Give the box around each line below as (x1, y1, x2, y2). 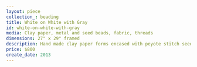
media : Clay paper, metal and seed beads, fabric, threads (6, 30, 154, 36)
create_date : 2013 (6, 52, 51, 58)
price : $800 (6, 47, 35, 52)
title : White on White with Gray (6, 19, 88, 25)
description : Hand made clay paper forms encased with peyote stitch (6, 41, 180, 47)
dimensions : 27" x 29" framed (6, 36, 80, 41)
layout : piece (6, 8, 41, 15)
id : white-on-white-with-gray (6, 24, 80, 31)
